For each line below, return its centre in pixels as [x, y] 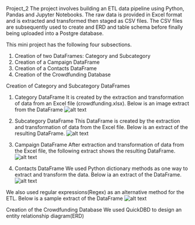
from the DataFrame [39, 110]
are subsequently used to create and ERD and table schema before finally [95, 27]
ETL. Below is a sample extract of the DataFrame [65, 198]
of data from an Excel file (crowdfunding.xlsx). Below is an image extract [102, 103]
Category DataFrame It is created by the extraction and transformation [99, 97]
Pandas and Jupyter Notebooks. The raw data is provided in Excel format [94, 15]
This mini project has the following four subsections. [69, 44]
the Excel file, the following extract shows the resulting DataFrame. [95, 151]
